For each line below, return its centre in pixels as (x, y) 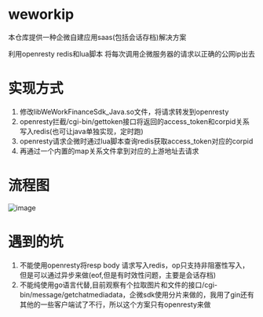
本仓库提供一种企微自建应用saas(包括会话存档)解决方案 (97, 37)
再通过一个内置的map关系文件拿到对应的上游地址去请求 (109, 151)
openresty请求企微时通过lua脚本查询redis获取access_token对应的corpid (136, 141)
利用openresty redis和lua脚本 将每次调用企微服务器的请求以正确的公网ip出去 (131, 53)
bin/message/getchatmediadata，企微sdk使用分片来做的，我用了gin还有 (137, 294)
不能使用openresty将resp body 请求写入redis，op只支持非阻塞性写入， (134, 265)
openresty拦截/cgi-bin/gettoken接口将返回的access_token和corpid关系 (134, 121)
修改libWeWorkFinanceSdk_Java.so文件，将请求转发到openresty (124, 111)
